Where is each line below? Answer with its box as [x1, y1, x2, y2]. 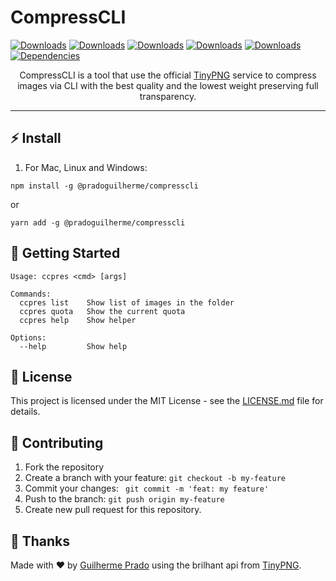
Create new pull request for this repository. [24, 504, 202, 516]
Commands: [10, 289, 52, 299]
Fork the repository [24, 461, 105, 473]
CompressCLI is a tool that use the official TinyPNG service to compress [19, 69, 317, 81]
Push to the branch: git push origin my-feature [24, 493, 225, 505]
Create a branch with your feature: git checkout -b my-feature [24, 472, 286, 484]
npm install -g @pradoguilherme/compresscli [10, 181, 199, 191]
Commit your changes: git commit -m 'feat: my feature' [24, 482, 270, 495]
